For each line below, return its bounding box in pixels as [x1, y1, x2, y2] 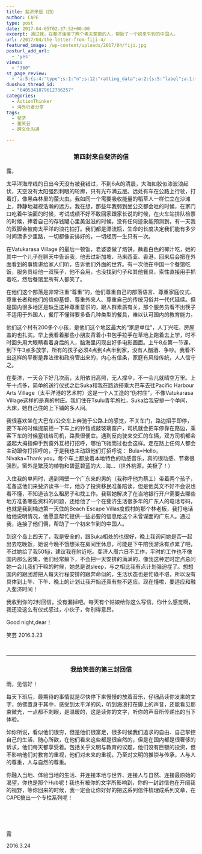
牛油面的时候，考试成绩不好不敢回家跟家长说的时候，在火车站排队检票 [22, 210, 196, 217]
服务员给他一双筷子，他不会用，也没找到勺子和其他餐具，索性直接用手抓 [16, 268, 196, 276]
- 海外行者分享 [11, 104, 44, 110]
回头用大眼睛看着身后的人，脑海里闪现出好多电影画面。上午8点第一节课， [11, 339, 194, 346]
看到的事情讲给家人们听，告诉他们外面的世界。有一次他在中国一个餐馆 [11, 261, 185, 268]
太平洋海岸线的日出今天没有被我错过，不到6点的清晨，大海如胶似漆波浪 [6, 180, 183, 187]
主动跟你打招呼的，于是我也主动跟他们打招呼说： [6, 447, 127, 454]
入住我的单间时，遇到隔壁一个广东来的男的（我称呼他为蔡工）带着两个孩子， [6, 475, 196, 482]
